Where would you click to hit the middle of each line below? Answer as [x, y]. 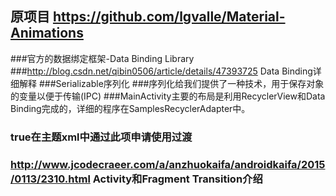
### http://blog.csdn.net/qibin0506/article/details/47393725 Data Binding [161, 71]
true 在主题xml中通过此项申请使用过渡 [101, 137]
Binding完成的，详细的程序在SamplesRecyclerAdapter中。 [130, 108]
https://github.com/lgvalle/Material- [169, 17]
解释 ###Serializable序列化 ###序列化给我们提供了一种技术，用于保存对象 [171, 83]
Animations [47, 33]
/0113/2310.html [50, 179]
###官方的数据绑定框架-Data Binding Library [102, 58]
